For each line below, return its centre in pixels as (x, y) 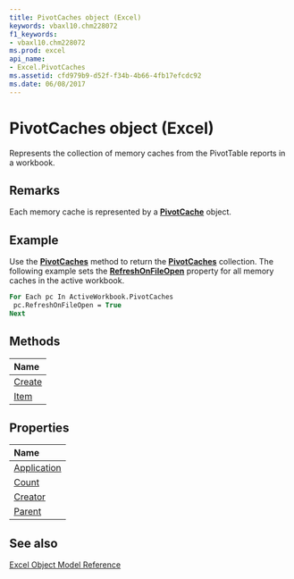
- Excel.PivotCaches (48, 68)
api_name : (28, 59)
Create (28, 382)
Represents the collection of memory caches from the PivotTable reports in (147, 153)
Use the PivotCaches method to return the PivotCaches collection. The (142, 262)
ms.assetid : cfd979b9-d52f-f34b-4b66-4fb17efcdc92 (105, 76)
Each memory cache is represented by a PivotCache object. (121, 212)
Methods (35, 342)
